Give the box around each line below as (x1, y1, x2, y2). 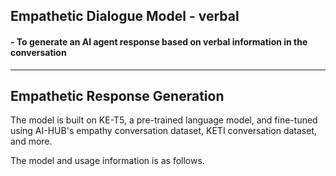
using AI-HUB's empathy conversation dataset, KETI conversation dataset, (10, 125, 318, 137)
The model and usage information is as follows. (10, 155, 205, 167)
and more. (10, 135, 53, 148)
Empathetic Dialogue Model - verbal (10, 8, 240, 25)
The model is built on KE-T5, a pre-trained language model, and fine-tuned (10, 114, 318, 126)
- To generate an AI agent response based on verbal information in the (10, 35, 308, 48)
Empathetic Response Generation (10, 87, 225, 104)
